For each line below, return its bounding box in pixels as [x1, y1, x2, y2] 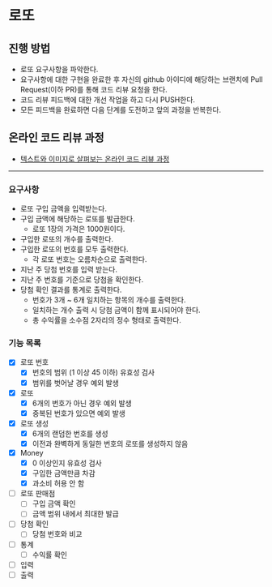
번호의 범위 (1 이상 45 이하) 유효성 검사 [32, 367, 155, 377]
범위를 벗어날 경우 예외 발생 [32, 378, 119, 388]
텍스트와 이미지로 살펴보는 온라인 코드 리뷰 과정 [19, 154, 170, 164]
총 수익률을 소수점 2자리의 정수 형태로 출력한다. [32, 315, 182, 325]
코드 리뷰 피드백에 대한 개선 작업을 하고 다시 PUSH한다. [19, 95, 196, 105]
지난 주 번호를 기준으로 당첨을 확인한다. [19, 275, 144, 285]
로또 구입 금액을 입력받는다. [19, 204, 108, 214]
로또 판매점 [19, 489, 56, 499]
